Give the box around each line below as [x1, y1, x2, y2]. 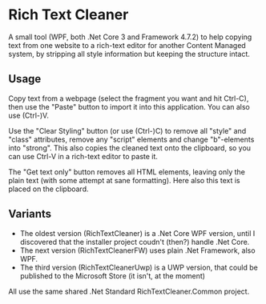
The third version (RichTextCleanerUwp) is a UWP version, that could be [19, 262, 258, 272]
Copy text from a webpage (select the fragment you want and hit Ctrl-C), [8, 94, 249, 103]
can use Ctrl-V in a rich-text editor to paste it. [8, 151, 159, 161]
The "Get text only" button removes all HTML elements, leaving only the [8, 166, 246, 177]
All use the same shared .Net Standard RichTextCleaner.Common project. [8, 286, 250, 296]
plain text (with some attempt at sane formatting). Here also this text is [8, 175, 240, 185]
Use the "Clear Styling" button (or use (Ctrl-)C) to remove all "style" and [8, 126, 247, 135]
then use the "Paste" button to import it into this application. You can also [8, 102, 251, 111]
